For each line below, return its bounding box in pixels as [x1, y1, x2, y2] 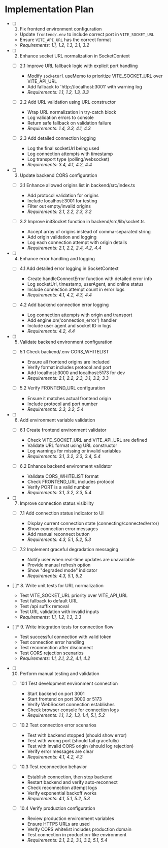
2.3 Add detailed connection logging [19, 135, 96, 141]
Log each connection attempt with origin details [27, 239, 127, 246]
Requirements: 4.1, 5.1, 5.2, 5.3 [27, 795, 90, 801]
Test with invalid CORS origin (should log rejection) [27, 743, 134, 749]
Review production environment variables [27, 815, 115, 822]
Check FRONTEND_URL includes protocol [27, 478, 115, 484]
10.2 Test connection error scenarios [19, 722, 97, 728]
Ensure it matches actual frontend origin [27, 395, 111, 401]
